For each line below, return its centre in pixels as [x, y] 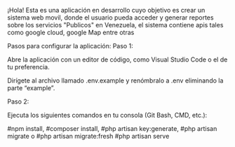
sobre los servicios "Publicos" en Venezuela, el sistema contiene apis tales [115, 25]
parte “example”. [31, 88]
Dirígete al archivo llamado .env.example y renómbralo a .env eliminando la [115, 80]
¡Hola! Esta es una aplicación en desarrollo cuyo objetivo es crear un [106, 10]
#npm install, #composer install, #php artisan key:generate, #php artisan [112, 128]
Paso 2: [18, 101]
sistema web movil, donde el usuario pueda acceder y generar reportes [110, 17]
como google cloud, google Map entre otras [71, 32]
